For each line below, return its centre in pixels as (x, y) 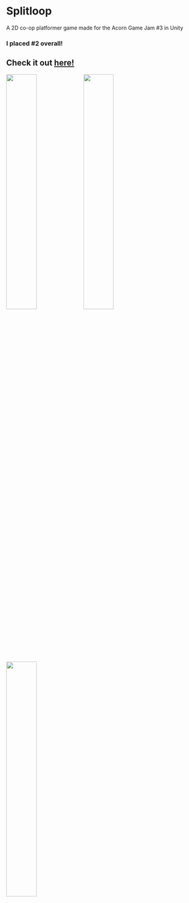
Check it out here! (40, 63)
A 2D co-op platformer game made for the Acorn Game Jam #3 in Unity (95, 28)
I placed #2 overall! (34, 43)
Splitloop (29, 11)
